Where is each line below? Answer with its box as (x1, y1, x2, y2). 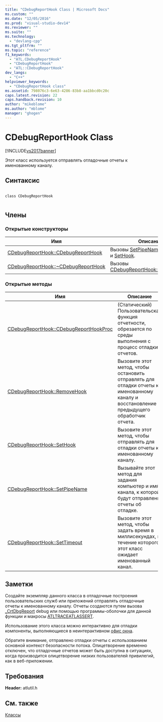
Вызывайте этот (117, 464, 155, 471)
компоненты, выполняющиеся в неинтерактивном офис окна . (5, 628, 134, 634)
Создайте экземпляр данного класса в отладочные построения (5, 593, 137, 599)
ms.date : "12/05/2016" (5, 16, 51, 21)
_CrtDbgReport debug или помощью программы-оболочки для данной (5, 608, 151, 614)
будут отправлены (117, 495, 161, 502)
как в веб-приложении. (5, 658, 53, 664)
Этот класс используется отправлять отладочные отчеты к (5, 157, 128, 163)
